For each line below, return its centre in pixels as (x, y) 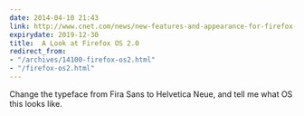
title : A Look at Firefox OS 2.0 (75, 43)
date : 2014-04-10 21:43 (54, 18)
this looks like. (36, 103)
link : (19, 26)
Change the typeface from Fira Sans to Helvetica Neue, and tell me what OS (151, 94)
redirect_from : (38, 52)
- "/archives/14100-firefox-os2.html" (82, 60)
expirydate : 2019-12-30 (54, 34)
